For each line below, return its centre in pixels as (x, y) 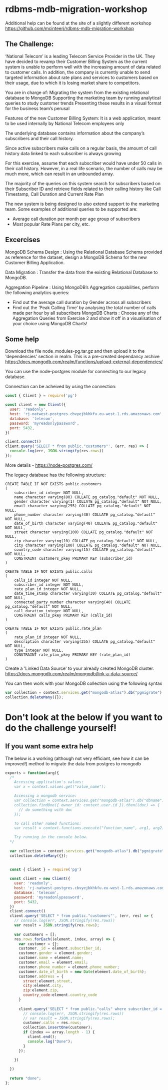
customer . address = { (41, 976)
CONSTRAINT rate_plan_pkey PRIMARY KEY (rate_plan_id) (72, 655)
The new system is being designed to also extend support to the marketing (82, 204)
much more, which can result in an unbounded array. (59, 174)
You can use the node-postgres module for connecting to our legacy (76, 372)
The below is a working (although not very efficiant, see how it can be (77, 758)
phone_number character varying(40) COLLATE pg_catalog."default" (85, 514)
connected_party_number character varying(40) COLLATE (72, 602)
